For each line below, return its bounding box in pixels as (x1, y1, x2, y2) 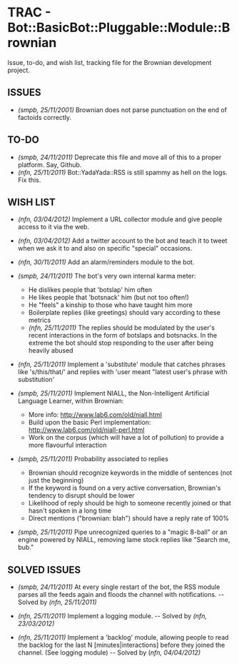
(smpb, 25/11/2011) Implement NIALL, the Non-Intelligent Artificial (17, 389, 210, 398)
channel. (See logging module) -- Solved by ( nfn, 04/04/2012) (17, 648, 201, 657)
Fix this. (17, 176, 41, 184)
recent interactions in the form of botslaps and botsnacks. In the (28, 331, 218, 340)
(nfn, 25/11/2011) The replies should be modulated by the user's (28, 323, 215, 332)
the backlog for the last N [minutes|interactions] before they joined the (17, 640, 225, 650)
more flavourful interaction (28, 441, 107, 450)
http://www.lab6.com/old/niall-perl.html (28, 426, 145, 434)
